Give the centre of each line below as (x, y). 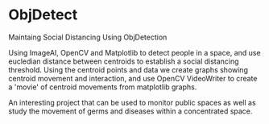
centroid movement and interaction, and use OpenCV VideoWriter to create (133, 78)
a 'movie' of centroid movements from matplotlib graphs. (103, 87)
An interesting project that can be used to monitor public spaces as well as (132, 102)
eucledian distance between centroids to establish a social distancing (124, 61)
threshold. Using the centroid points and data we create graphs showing (128, 69)
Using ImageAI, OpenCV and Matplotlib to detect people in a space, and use (134, 52)
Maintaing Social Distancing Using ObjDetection (88, 37)
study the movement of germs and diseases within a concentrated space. (130, 111)
